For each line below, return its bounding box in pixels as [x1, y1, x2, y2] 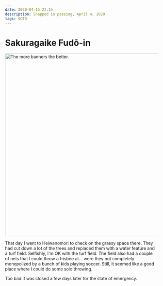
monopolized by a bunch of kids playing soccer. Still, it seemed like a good [5, 261, 154, 267]
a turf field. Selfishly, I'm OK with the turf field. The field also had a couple [5, 250, 153, 256]
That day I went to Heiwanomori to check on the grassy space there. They [5, 240, 153, 246]
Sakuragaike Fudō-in [5, 37, 91, 48]
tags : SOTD [5, 16, 27, 21]
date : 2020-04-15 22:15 [5, 7, 53, 12]
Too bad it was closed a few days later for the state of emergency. [5, 276, 137, 282]
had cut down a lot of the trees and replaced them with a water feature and [5, 246, 155, 251]
